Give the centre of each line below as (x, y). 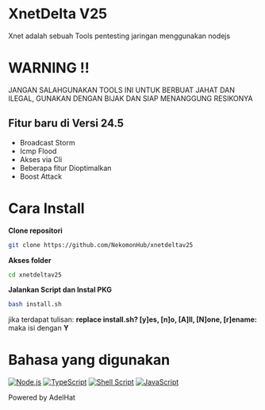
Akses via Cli (41, 159)
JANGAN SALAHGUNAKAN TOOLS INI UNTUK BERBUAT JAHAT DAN (122, 90)
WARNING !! (49, 68)
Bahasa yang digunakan (89, 360)
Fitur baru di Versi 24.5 (66, 124)
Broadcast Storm (47, 142)
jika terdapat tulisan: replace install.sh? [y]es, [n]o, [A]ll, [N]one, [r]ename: (133, 319)
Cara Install (46, 208)
